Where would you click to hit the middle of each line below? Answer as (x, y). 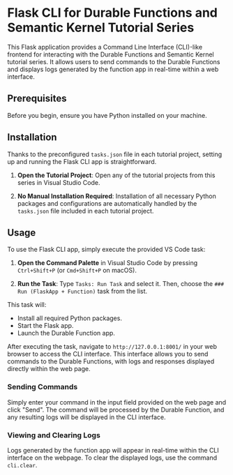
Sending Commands (43, 387)
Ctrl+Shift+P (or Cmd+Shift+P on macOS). (77, 271)
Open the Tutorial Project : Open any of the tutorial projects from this (116, 175)
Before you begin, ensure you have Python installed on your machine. (107, 115)
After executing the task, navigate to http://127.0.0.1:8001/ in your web (112, 347)
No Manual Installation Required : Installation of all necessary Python (116, 196)
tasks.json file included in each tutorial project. (85, 211)
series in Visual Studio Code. (59, 182)
